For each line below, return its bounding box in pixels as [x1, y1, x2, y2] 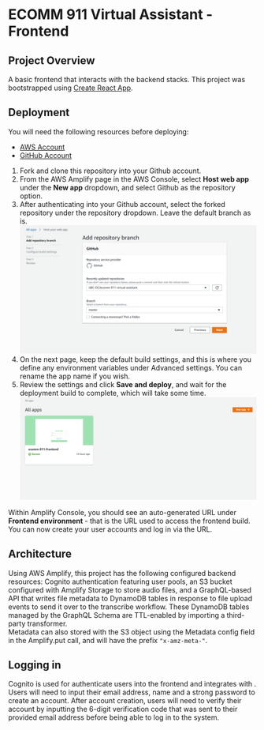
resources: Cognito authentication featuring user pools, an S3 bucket [8, 577, 232, 586]
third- [226, 610, 245, 619]
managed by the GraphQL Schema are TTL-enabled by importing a [8, 610, 225, 619]
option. [19, 191, 43, 201]
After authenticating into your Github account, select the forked [19, 199, 226, 209]
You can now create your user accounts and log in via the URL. [8, 524, 213, 534]
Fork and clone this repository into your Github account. [19, 166, 202, 175]
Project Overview [8, 54, 95, 67]
